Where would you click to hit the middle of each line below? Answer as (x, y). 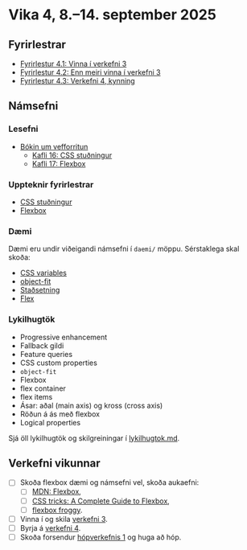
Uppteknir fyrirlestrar (51, 184)
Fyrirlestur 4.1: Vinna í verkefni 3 (73, 64)
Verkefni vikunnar (54, 463)
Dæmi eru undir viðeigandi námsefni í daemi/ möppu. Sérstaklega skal (124, 249)
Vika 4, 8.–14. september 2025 (113, 15)
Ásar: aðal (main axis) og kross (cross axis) (91, 405)
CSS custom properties (59, 363)
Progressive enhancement (64, 337)
